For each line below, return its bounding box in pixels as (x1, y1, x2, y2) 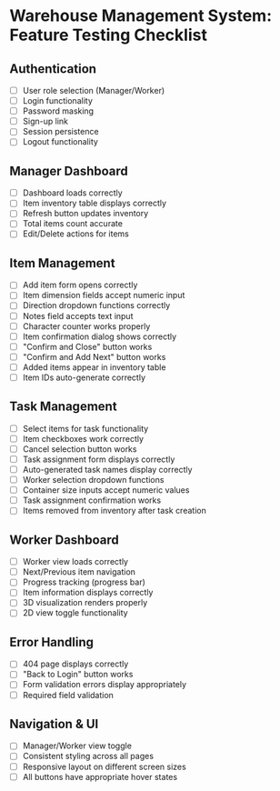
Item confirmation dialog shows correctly (22, 331, 177, 342)
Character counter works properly (22, 320, 151, 332)
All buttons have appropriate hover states (22, 771, 178, 782)
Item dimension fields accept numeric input (22, 290, 185, 301)
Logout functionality (22, 136, 98, 147)
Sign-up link (22, 115, 68, 127)
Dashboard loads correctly (22, 187, 123, 198)
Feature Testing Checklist (9, 25, 207, 45)
